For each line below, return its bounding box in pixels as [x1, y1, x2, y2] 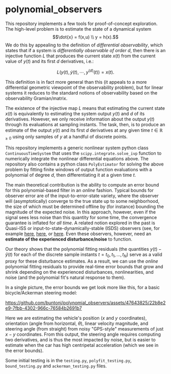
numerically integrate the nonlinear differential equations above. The [5, 156, 149, 162]
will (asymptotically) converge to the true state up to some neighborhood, [5, 198, 160, 204]
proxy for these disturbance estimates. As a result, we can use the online [5, 258, 159, 264]
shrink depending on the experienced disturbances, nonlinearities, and [5, 269, 154, 275]
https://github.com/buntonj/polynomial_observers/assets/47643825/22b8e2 [5, 299, 166, 306]
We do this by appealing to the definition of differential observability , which [5, 42, 163, 48]
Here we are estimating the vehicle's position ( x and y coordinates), [5, 315, 147, 321]
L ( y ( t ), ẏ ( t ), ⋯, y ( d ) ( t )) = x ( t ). [56, 68, 115, 75]
